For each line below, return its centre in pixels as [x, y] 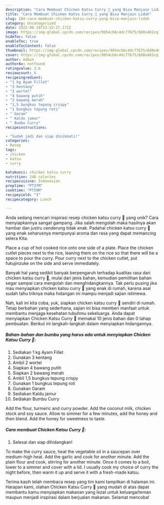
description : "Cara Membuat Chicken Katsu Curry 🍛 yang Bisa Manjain [78, 10]
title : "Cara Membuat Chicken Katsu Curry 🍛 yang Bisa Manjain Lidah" [79, 14]
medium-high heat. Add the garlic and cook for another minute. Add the [77, 457]
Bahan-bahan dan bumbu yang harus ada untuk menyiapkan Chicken [78, 335]
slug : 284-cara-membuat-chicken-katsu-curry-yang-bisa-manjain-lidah [78, 19]
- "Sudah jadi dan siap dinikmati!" [43, 136]
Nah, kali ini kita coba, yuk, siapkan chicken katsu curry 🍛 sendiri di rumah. [81, 303]
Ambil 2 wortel [27, 362]
